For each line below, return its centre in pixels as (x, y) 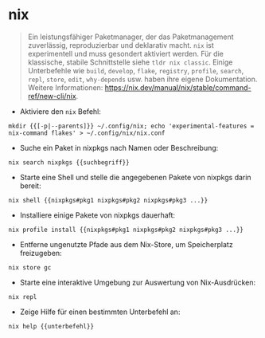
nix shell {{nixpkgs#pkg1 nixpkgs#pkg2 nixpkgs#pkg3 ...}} (108, 200)
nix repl (23, 297)
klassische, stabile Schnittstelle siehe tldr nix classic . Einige (130, 62)
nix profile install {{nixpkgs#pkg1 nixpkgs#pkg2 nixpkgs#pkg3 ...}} (126, 230)
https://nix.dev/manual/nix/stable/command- (178, 87)
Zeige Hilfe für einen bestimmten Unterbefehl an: (100, 312)
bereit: (30, 186)
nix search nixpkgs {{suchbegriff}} (69, 162)
